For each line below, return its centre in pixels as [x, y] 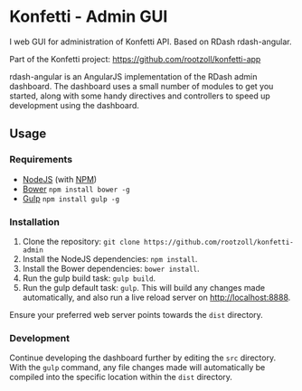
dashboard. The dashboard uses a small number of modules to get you [142, 86]
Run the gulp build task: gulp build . [89, 278]
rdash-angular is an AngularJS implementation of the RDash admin [133, 76]
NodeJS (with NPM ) [60, 179]
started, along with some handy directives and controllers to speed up [140, 96]
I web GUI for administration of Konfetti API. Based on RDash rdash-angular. [151, 42]
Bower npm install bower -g [76, 189]
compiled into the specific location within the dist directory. [121, 377]
